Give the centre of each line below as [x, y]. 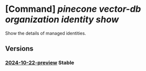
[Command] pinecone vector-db [73, 9]
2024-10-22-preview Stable [40, 63]
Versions [19, 49]
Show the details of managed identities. [46, 33]
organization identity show [62, 19]
